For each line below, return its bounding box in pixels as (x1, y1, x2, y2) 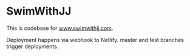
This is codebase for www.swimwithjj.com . (6, 24, 114, 32)
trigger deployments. (6, 43, 59, 50)
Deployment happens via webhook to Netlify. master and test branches (6, 36, 184, 43)
